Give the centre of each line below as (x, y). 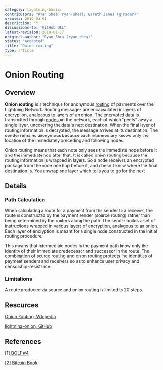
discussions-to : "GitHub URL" (36, 28)
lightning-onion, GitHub (29, 326)
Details (16, 186)
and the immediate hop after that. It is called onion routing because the (76, 155)
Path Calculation (25, 199)
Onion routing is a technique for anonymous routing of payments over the (79, 104)
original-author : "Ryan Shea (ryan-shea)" (49, 37)
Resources (22, 305)
